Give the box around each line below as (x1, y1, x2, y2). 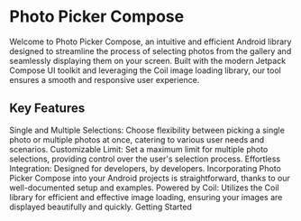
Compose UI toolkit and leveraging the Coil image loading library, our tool (9, 65, 281, 76)
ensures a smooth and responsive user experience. (9, 74, 200, 85)
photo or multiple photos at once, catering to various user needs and (9, 134, 265, 145)
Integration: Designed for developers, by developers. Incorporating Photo (9, 162, 281, 173)
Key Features (9, 101, 86, 116)
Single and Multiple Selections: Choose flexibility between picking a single (9, 124, 286, 135)
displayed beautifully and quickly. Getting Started (9, 201, 192, 212)
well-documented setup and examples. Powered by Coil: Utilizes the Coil (9, 182, 279, 193)
